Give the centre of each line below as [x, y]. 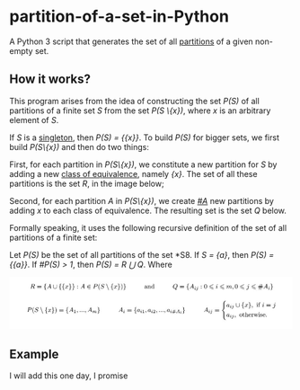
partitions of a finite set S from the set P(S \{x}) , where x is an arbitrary [140, 111]
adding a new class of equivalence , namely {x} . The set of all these [133, 173]
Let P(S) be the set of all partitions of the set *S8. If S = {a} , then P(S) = [142, 254]
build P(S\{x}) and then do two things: [79, 146]
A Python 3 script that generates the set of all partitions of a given [131, 41]
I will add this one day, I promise [69, 376]
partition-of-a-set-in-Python [119, 17]
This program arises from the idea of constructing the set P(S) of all [135, 101]
